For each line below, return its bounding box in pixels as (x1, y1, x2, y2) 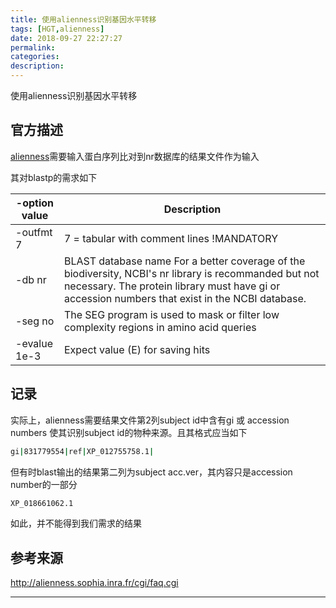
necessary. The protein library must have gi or (63, 279, 281, 293)
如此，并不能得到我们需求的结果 (10, 517, 142, 530)
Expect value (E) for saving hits (63, 342, 211, 356)
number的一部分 (10, 478, 78, 490)
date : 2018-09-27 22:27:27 (10, 33, 123, 43)
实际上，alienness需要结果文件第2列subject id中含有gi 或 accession (10, 414, 290, 426)
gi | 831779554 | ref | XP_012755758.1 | (10, 446, 155, 456)
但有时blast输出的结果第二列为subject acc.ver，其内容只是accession (10, 466, 293, 478)
